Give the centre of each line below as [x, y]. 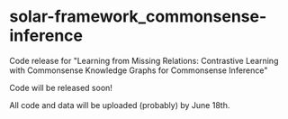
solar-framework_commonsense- [138, 17]
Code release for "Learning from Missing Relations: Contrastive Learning [144, 60]
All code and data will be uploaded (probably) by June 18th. [120, 105]
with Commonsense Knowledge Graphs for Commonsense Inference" [139, 70]
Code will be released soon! [61, 87]
